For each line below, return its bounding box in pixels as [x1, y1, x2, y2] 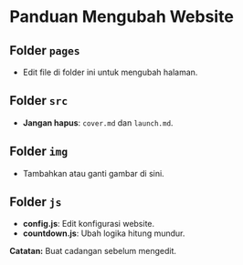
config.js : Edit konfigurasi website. [22, 219, 155, 229]
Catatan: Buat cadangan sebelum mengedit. [9, 246, 176, 257]
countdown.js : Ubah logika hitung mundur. [22, 228, 185, 239]
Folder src [9, 93, 69, 108]
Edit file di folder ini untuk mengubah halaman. [22, 66, 198, 77]
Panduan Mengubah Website [9, 6, 235, 27]
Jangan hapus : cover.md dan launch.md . [22, 117, 174, 128]
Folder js [9, 194, 62, 210]
